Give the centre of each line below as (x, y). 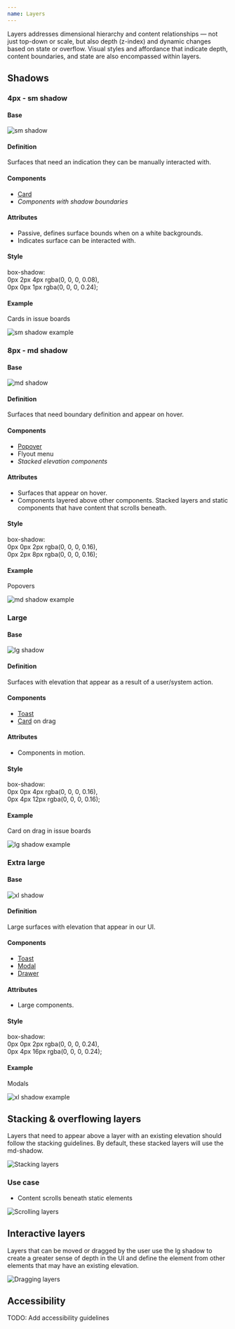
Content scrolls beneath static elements (75, 1198)
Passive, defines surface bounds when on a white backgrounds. (110, 233)
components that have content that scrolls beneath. (92, 508)
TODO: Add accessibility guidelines (59, 1318)
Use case (23, 1182)
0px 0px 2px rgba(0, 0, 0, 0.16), (53, 547)
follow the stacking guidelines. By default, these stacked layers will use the (115, 1143)
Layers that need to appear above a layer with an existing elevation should (115, 1136)
